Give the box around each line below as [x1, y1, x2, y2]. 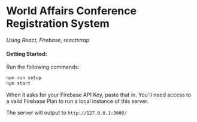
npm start [6, 80, 31, 87]
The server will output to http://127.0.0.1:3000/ [6, 109, 127, 116]
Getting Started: [6, 50, 47, 57]
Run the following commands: [6, 64, 80, 71]
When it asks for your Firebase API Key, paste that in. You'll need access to [6, 91, 192, 98]
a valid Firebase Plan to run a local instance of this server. [6, 97, 148, 105]
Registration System [6, 17, 110, 30]
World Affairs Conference [6, 4, 137, 18]
